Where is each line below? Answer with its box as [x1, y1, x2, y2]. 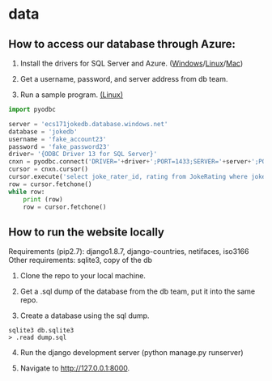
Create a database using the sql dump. [19, 311, 150, 320]
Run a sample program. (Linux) [19, 90, 124, 99]
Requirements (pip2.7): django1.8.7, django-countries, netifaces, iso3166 [8, 247, 249, 256]
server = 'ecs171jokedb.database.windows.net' [8, 120, 168, 128]
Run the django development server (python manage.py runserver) [19, 348, 244, 358]
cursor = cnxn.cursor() [8, 165, 89, 174]
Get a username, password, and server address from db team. [19, 74, 228, 83]
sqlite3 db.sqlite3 [8, 327, 74, 335]
